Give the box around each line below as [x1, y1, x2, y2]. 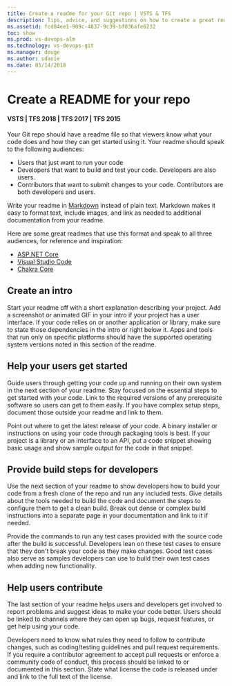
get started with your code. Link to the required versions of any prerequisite [7, 393, 222, 402]
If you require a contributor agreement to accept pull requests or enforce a [7, 651, 220, 659]
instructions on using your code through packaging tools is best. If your [7, 429, 211, 437]
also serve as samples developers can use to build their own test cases [7, 554, 210, 563]
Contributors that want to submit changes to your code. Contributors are [17, 181, 224, 189]
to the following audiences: [7, 145, 84, 153]
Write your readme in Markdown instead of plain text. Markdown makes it [7, 202, 216, 210]
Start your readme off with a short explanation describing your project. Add [7, 303, 221, 312]
